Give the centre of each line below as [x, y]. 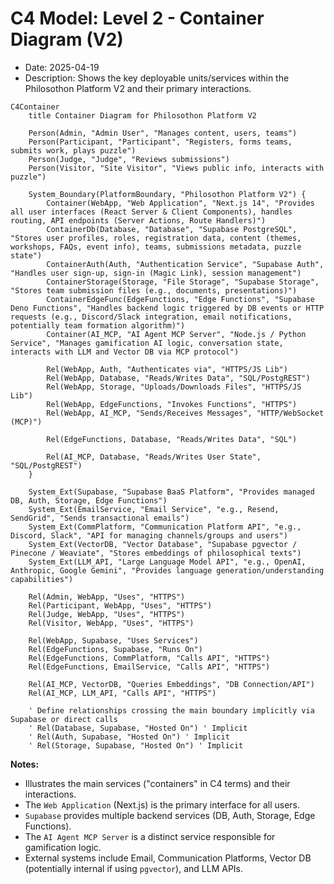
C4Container [35, 107]
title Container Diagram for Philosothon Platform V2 [142, 115]
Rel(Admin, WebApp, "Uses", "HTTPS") [107, 597]
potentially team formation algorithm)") [98, 325]
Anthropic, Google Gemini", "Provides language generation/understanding [167, 570]
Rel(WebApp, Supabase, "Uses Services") [113, 640]
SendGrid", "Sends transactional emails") [100, 518]
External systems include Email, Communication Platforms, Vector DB [168, 858]
